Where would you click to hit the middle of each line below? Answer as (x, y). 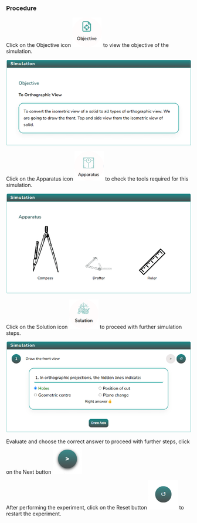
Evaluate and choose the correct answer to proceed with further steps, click (98, 442)
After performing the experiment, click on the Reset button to (95, 507)
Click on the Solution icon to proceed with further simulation (94, 327)
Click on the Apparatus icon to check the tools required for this (97, 179)
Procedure (21, 8)
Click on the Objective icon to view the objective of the (87, 45)
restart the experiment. (34, 514)
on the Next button (29, 472)
